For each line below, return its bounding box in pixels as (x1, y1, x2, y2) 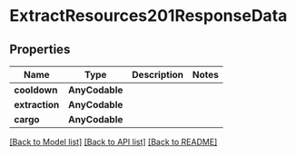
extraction (14, 99, 60, 111)
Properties (9, 42, 71, 57)
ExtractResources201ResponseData (9, 5, 288, 26)
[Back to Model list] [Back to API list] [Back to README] (9, 137, 218, 147)
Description (131, 69, 184, 81)
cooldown (14, 83, 58, 96)
